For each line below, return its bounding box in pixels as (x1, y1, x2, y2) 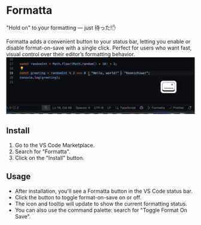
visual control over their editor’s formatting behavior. (6, 50, 136, 57)
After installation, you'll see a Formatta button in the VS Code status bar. (14, 187, 193, 195)
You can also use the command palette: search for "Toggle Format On (14, 206, 187, 214)
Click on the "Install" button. (14, 154, 85, 161)
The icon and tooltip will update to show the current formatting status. (14, 200, 187, 207)
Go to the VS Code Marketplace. (14, 141, 95, 149)
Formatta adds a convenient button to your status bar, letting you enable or (6, 38, 191, 45)
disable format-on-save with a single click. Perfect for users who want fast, (6, 44, 192, 51)
